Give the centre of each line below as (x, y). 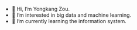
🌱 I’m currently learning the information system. (69, 21)
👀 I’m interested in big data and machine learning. (71, 15)
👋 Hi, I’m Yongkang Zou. (41, 9)
